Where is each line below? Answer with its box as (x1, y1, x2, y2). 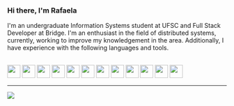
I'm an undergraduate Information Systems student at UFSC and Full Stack (7, 22, 221, 30)
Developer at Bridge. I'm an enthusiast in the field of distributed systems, (7, 29, 217, 37)
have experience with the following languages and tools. (7, 44, 169, 52)
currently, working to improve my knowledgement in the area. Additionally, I (7, 36, 224, 45)
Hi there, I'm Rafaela (7, 6, 77, 15)
